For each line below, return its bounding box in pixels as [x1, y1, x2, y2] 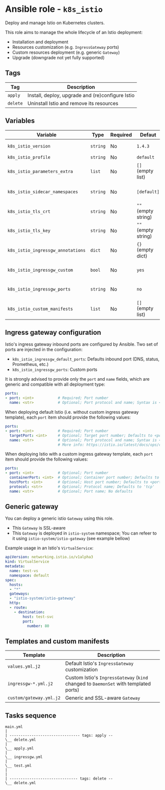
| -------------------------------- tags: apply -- [5, 733, 113, 738]
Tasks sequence [5, 711, 56, 719]
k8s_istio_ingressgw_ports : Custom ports [12, 366, 97, 373]
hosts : [9, 582, 23, 587]
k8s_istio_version [7, 143, 51, 149]
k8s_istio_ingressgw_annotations [7, 248, 86, 253]
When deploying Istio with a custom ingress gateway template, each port [5, 451, 153, 457]
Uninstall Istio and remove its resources [27, 100, 119, 107]
